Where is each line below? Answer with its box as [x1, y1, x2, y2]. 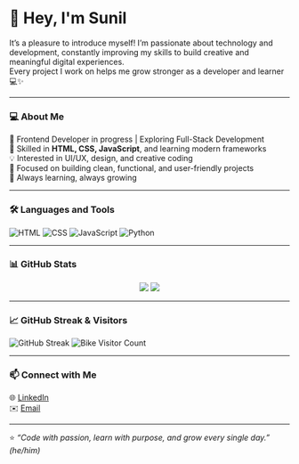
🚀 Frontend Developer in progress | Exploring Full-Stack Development [9, 134, 265, 145]
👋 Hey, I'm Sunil [9, 8, 127, 28]
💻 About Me [9, 110, 65, 123]
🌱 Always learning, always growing [9, 173, 138, 183]
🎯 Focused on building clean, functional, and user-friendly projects [9, 163, 255, 174]
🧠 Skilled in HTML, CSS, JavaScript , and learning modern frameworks [9, 143, 267, 154]
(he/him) [9, 445, 41, 456]
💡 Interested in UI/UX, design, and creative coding [9, 153, 193, 164]
